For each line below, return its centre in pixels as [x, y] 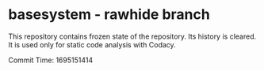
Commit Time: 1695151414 [51, 60]
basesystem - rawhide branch [109, 15]
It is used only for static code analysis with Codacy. [92, 44]
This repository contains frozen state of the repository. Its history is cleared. [132, 36]
